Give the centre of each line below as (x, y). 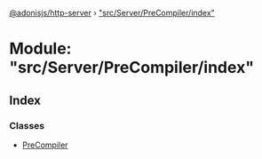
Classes (27, 125)
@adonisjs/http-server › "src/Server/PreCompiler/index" (112, 13)
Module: (40, 49)
